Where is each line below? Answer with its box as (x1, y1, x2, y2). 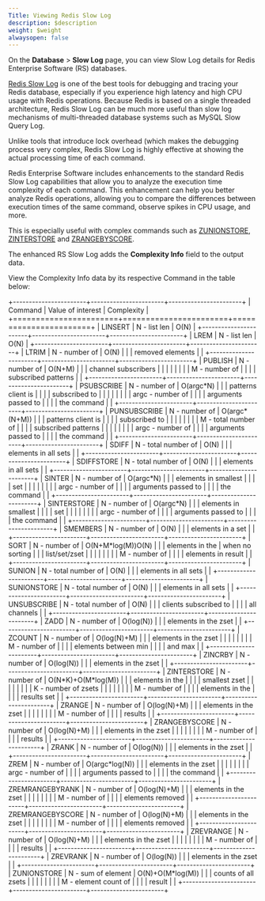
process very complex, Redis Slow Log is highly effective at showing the (8, 145, 244, 154)
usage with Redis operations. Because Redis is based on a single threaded (8, 96, 251, 105)
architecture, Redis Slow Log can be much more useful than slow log (8, 104, 232, 114)
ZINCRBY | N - (203, 650, 251, 660)
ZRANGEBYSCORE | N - (153, 717, 232, 727)
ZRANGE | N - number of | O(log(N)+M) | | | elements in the (60, 701, 254, 710)
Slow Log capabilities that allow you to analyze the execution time (8, 177, 223, 187)
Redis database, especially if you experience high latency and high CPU (8, 88, 243, 97)
